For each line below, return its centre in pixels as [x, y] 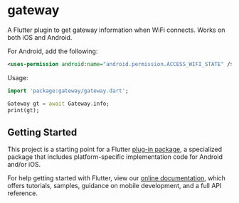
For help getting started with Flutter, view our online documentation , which [117, 178]
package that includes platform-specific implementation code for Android [115, 157]
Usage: [18, 77]
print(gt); [23, 110]
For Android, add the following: [53, 51]
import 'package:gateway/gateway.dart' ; [68, 91]
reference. [22, 193]
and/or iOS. [24, 165]
